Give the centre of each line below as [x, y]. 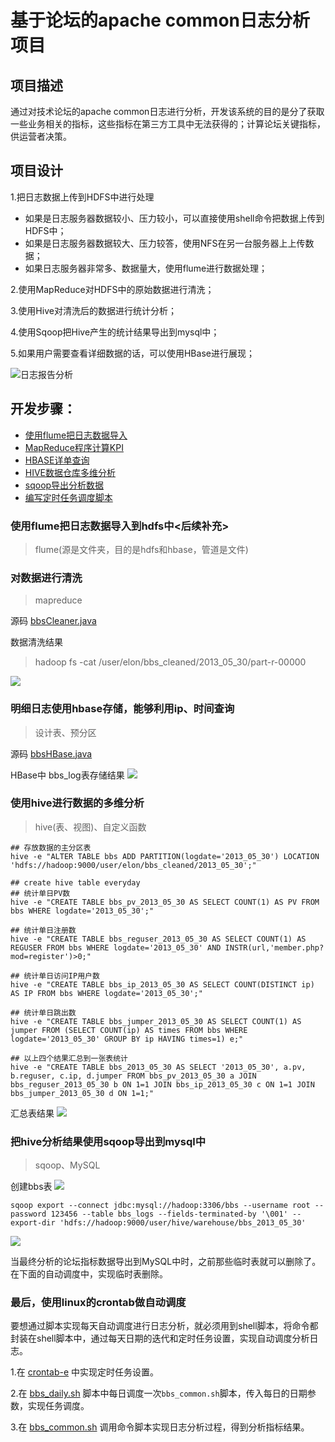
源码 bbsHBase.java [51, 753]
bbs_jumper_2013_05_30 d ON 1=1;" [82, 1093]
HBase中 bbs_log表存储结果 [67, 775]
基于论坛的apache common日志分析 [160, 20]
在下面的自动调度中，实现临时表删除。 [89, 1274]
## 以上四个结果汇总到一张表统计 [69, 1058]
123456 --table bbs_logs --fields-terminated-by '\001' [169, 1214]
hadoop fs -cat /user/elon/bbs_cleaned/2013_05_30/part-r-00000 [170, 662]
